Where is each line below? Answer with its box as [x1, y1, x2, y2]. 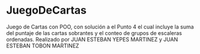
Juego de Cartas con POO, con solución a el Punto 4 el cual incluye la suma [6, 23, 194, 30]
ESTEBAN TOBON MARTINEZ [6, 42, 79, 49]
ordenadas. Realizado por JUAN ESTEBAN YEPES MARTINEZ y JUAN [6, 36, 178, 43]
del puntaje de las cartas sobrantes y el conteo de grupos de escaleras [6, 29, 182, 36]
